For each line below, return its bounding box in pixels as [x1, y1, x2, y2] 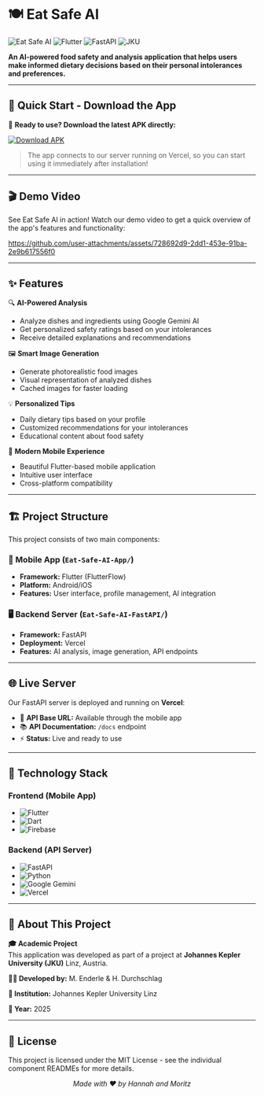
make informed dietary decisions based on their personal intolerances [8, 60, 243, 70]
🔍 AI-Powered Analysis [8, 298, 88, 308]
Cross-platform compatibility [19, 478, 113, 488]
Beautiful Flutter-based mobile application [19, 462, 156, 471]
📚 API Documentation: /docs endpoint [19, 721, 147, 731]
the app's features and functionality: [8, 223, 126, 232]
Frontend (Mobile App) [8, 790, 97, 801]
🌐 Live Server [8, 677, 76, 690]
